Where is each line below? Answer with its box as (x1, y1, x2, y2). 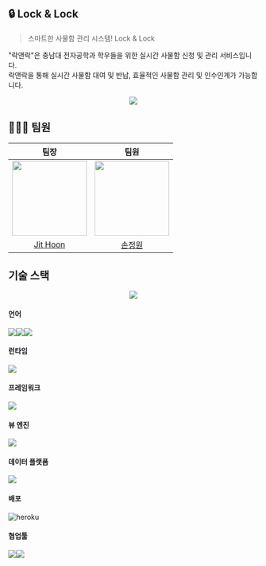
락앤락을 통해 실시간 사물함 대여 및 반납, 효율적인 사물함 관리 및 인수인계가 (8, 70, 237, 80)
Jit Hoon (33, 239, 66, 250)
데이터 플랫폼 (8, 457, 49, 466)
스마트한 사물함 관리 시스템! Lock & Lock (27, 33, 156, 43)
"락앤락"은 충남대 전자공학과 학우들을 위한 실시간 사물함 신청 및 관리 (8, 50, 218, 60)
